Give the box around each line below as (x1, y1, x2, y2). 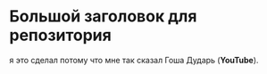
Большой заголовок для (9, 6, 197, 27)
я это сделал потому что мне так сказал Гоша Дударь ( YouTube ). (9, 54, 259, 65)
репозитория (9, 25, 112, 45)
